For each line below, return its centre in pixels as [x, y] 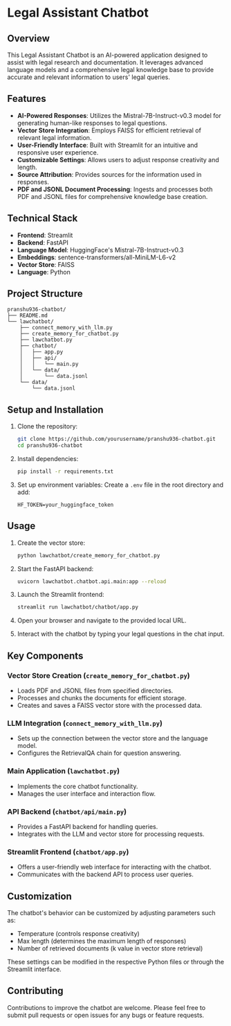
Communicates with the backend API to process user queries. [105, 874]
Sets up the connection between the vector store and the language [113, 738]
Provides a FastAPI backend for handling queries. [87, 826]
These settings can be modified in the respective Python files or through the [116, 962]
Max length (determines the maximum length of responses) [102, 941]
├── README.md [28, 316]
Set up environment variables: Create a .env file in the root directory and [120, 485]
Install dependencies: [48, 459]
